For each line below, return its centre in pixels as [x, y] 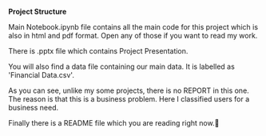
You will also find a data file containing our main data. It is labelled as [122, 66]
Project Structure [38, 12]
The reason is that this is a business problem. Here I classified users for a [129, 99]
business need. [33, 108]
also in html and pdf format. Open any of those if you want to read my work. [133, 36]
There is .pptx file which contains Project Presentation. [98, 51]
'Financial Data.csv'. [41, 75]
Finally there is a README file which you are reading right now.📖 [114, 123]
